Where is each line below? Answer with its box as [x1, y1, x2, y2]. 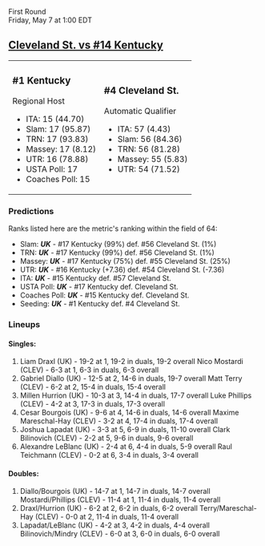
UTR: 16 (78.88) [26, 153, 89, 164]
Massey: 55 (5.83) [117, 153, 188, 164]
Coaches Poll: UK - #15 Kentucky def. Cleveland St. [19, 290, 190, 300]
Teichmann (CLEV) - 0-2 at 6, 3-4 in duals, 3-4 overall [19, 451, 199, 460]
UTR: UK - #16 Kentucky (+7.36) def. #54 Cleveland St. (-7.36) [19, 265, 225, 275]
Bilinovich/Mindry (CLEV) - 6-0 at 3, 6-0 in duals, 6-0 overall [19, 529, 220, 539]
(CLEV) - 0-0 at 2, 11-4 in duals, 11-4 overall [34, 512, 179, 522]
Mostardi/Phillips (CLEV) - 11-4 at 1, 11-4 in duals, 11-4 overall [19, 495, 221, 504]
